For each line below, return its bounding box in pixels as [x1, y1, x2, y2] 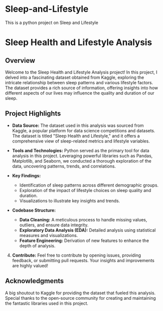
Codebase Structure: [12, 207, 56, 213]
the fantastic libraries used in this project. [5, 300, 89, 306]
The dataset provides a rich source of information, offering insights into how [5, 85, 158, 91]
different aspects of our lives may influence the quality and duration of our [5, 90, 155, 96]
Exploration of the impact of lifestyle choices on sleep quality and [19, 187, 151, 193]
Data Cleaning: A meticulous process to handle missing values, [19, 216, 147, 222]
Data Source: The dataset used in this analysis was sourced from [12, 122, 144, 128]
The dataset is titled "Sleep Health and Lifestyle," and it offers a [12, 133, 140, 139]
